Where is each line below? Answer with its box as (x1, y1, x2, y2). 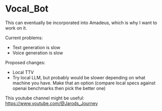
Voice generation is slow (12, 50, 63, 56)
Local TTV (12, 69, 34, 75)
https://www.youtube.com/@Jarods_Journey (5, 100, 98, 106)
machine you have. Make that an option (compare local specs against (12, 80, 156, 86)
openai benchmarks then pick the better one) (12, 85, 106, 91)
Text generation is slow (12, 44, 61, 50)
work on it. (5, 25, 27, 31)
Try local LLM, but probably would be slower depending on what (12, 74, 145, 80)
